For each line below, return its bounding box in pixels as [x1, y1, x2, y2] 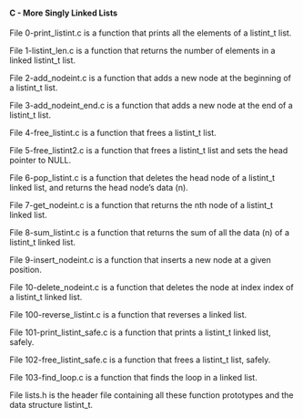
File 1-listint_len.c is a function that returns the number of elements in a [9, 46, 276, 57]
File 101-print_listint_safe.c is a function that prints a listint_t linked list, [9, 327, 271, 338]
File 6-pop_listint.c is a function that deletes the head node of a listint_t [9, 172, 276, 183]
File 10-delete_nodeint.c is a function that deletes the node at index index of [9, 282, 294, 293]
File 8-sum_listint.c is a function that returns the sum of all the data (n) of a [9, 227, 289, 238]
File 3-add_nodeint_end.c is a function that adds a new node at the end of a [9, 100, 293, 111]
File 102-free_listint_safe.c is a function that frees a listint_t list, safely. [9, 354, 271, 365]
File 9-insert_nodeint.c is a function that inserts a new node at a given [9, 255, 271, 266]
